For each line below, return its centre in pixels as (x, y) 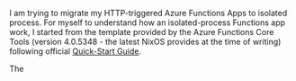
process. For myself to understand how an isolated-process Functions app (148, 22)
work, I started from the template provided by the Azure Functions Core (142, 32)
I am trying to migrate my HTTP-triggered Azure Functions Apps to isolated (148, 13)
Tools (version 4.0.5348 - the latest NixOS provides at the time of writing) (145, 41)
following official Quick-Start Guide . (76, 51)
